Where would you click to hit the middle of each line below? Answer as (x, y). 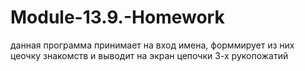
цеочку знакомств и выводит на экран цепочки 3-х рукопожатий (149, 55)
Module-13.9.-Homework (117, 17)
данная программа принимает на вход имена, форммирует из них (152, 45)
